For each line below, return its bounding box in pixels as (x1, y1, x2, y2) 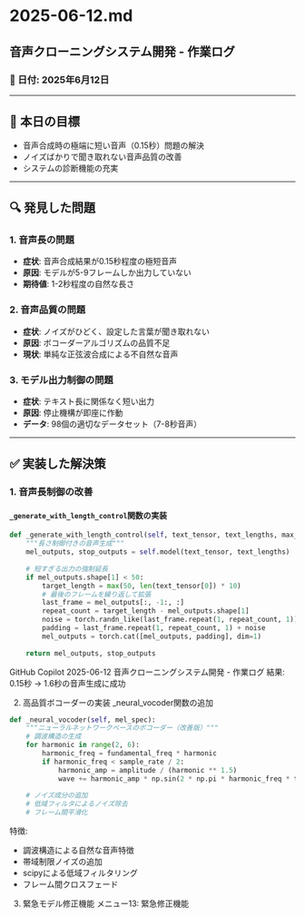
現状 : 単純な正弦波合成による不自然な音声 (22, 349, 179, 360)
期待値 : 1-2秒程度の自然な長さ (22, 279, 134, 290)
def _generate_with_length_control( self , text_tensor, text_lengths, (9, 530, 279, 540)
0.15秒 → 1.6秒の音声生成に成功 (9, 677, 126, 688)
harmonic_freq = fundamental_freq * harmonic (42, 749, 218, 758)
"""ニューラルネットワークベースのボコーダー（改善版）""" (25, 724, 220, 733)
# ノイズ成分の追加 (25, 791, 88, 800)
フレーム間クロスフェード (22, 879, 119, 890)
